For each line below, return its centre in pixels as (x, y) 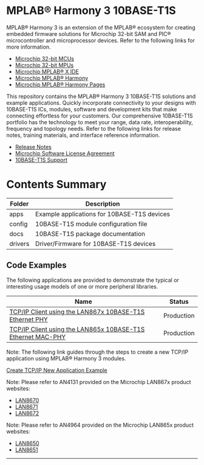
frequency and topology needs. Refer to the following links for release (93, 128)
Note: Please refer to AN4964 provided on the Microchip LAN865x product (100, 425)
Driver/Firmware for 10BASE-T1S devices (96, 243)
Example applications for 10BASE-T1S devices (103, 214)
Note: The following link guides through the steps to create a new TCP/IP (97, 352)
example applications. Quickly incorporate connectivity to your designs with (101, 103)
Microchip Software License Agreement (65, 153)
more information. (29, 47)
